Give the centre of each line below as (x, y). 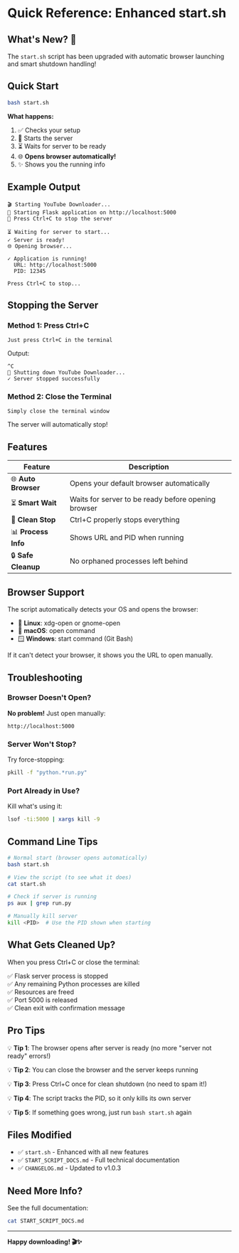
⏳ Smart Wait (34, 503)
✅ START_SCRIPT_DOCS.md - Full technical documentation (99, 1160)
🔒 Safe (22, 555)
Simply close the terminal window (59, 411)
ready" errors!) (29, 1056)
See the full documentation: (48, 1208)
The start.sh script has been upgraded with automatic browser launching (116, 56)
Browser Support (46, 592)
